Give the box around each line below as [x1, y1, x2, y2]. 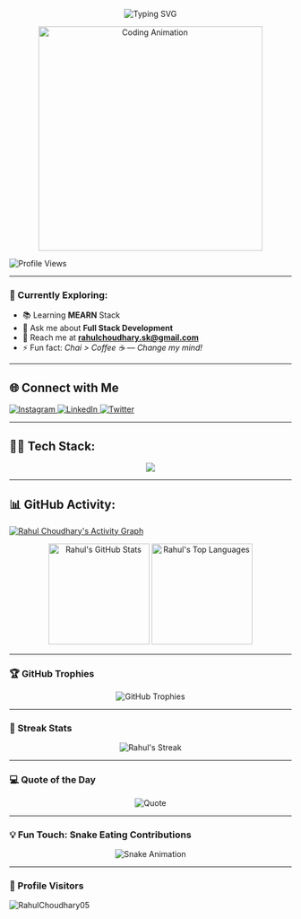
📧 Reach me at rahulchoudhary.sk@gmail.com [21, 332, 199, 343]
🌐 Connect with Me [9, 380, 119, 395]
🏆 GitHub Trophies [9, 667, 95, 679]
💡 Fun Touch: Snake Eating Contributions [9, 828, 192, 841]
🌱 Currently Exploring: [9, 288, 108, 301]
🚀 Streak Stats [9, 722, 73, 734]
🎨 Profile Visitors [9, 880, 84, 892]
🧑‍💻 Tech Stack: [9, 438, 96, 453]
